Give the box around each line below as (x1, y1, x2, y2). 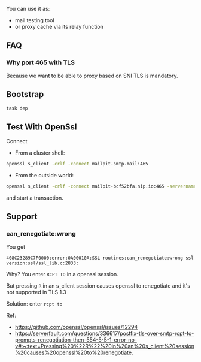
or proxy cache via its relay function (14, 23, 103, 30)
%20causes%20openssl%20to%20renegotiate (14, 349, 132, 356)
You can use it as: (6, 5, 50, 12)
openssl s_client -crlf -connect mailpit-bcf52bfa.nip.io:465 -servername (6, 183, 197, 189)
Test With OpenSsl (6, 122, 77, 132)
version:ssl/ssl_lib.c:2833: (6, 260, 79, 266)
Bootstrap (6, 89, 44, 99)
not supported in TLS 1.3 (6, 288, 67, 295)
